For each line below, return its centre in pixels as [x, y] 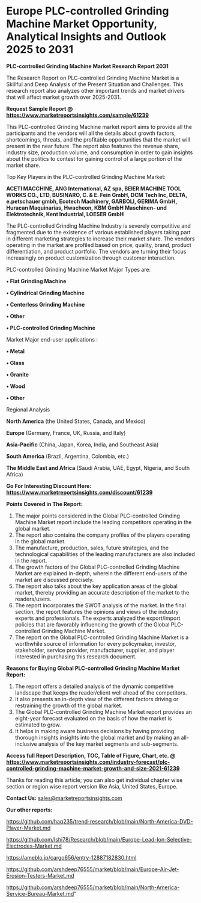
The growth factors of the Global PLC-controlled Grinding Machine [97, 567]
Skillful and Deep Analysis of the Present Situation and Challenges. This [95, 84]
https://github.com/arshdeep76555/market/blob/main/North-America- [93, 887]
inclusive [26, 744]
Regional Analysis [28, 409]
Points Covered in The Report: [44, 504]
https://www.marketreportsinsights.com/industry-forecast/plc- [88, 762]
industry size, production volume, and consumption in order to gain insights [100, 152]
